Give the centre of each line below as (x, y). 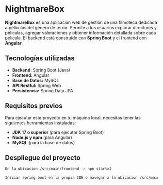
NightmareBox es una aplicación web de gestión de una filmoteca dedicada (81, 22)
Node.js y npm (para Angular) (42, 137)
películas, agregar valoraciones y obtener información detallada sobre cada (81, 33)
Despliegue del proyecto (43, 158)
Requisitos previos (34, 106)
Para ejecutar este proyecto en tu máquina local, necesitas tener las (73, 118)
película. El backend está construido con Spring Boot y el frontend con (76, 38)
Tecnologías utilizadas (40, 59)
